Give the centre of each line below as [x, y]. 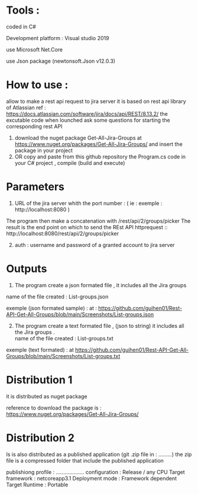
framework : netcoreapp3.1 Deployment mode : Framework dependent [92, 478]
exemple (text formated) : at [40, 350]
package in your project [43, 150]
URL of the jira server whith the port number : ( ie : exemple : [88, 203]
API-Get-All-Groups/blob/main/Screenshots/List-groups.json [80, 314]
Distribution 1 [39, 380]
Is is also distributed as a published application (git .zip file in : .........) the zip [99, 454]
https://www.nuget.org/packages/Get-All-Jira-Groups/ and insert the [99, 144]
